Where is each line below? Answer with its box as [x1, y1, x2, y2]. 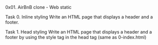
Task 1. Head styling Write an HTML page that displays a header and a [5, 29, 152, 34]
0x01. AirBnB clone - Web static [5, 4, 72, 10]
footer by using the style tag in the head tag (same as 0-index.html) [5, 34, 147, 40]
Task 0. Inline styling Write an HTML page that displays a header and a [5, 14, 153, 19]
